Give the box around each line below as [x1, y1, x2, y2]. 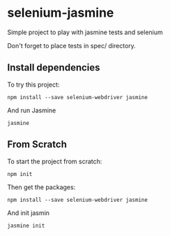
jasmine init [7, 222, 45, 229]
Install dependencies [7, 61, 100, 74]
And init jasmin [7, 208, 50, 217]
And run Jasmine [7, 106, 56, 115]
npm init [7, 170, 33, 177]
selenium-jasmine [7, 5, 114, 21]
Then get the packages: [7, 183, 76, 191]
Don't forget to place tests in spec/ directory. [7, 41, 136, 50]
